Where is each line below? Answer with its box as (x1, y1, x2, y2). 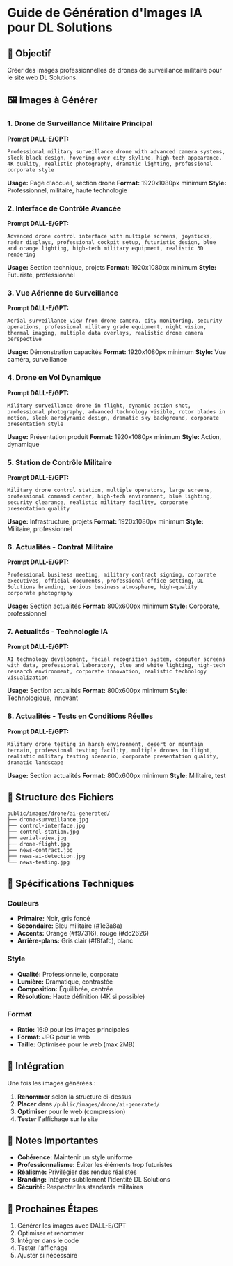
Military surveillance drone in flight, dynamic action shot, (7, 402, 191, 409)
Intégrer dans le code (17, 1236, 79, 1245)
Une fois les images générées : (7, 1078, 96, 1087)
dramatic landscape (7, 758, 64, 766)
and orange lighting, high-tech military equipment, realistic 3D (7, 245, 204, 252)
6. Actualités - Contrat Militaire (7, 542, 113, 551)
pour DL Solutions (7, 20, 113, 36)
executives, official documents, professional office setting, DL (7, 577, 204, 585)
